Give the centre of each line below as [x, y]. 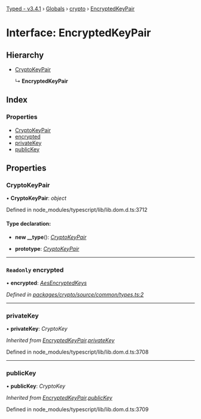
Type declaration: [29, 223]
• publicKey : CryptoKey [36, 386]
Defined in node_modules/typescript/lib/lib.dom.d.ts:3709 [77, 409]
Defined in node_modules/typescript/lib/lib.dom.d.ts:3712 [77, 210]
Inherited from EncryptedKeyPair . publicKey [59, 398]
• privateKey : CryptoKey [37, 329]
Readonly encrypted [35, 270]
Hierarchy [25, 55]
